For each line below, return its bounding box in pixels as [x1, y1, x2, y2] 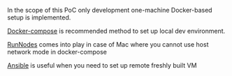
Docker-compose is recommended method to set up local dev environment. [7, 27, 226, 35]
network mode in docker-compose [7, 48, 107, 56]
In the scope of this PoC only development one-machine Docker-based [7, 6, 212, 14]
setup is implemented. [7, 13, 71, 22]
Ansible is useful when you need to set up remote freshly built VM [7, 61, 197, 69]
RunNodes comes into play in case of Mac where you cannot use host [7, 40, 209, 48]
